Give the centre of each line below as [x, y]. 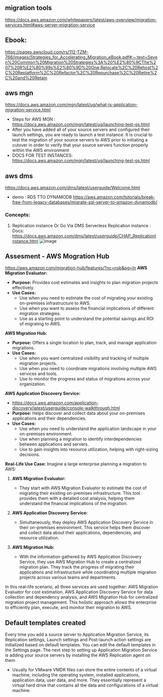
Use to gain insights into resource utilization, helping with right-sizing [89, 449]
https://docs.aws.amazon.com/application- [55, 403]
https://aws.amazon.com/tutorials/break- [114, 197]
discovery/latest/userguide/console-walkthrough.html [66, 408]
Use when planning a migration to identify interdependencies [81, 439]
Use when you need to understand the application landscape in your [88, 429]
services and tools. [38, 374]
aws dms [19, 176]
